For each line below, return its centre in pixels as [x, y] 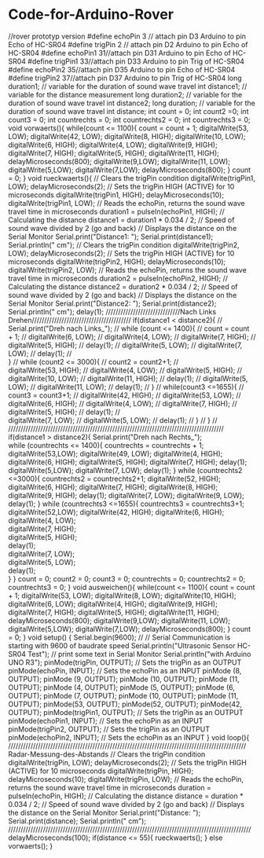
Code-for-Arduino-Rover [91, 15]
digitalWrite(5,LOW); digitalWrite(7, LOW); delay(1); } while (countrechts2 [125, 470]
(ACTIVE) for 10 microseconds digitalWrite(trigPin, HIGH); [101, 771]
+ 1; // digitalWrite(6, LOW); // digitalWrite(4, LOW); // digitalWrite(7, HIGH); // [132, 336]
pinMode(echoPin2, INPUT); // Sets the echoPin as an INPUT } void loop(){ [129, 737]
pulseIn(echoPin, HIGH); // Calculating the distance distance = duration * [126, 796]
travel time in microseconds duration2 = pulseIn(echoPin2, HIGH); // [118, 278]
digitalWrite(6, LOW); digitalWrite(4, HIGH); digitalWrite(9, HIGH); [113, 603]
